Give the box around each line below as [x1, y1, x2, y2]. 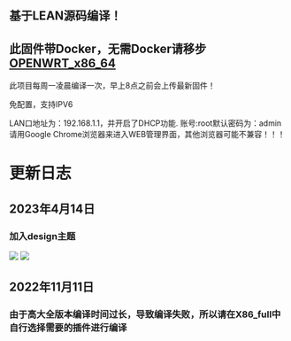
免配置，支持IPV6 [9, 99, 73, 110]
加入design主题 [9, 229, 76, 242]
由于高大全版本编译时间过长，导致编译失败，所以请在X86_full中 [9, 308, 281, 321]
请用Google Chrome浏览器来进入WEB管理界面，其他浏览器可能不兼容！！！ [9, 129, 286, 140]
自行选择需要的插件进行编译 [9, 322, 127, 334]
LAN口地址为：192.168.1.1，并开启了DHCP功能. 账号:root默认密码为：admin [9, 118, 282, 128]
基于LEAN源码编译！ [9, 8, 122, 24]
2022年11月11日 [9, 280, 95, 295]
